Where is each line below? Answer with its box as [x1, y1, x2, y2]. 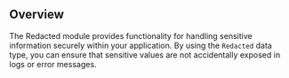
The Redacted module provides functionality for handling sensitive [9, 30, 253, 41]
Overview [9, 7, 65, 22]
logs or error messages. [9, 58, 97, 69]
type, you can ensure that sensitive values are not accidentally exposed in [9, 49, 281, 60]
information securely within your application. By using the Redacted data [9, 40, 273, 51]
